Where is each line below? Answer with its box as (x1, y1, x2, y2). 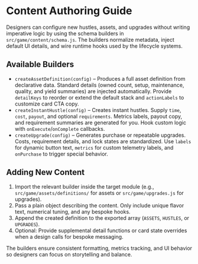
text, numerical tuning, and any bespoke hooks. (14, 208, 131, 215)
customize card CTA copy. (14, 100, 79, 107)
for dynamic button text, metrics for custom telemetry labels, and (14, 144, 174, 151)
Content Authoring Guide (6, 4, 132, 18)
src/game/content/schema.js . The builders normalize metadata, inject (6, 36, 174, 43)
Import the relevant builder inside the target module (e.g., (14, 183, 154, 190)
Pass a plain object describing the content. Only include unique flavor (14, 202, 184, 209)
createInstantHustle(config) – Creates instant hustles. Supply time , (14, 106, 181, 113)
